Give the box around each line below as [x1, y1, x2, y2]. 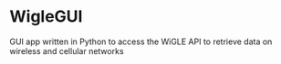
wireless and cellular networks [9, 45, 125, 56]
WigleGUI [9, 6, 83, 27]
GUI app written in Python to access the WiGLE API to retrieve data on [9, 36, 273, 47]
